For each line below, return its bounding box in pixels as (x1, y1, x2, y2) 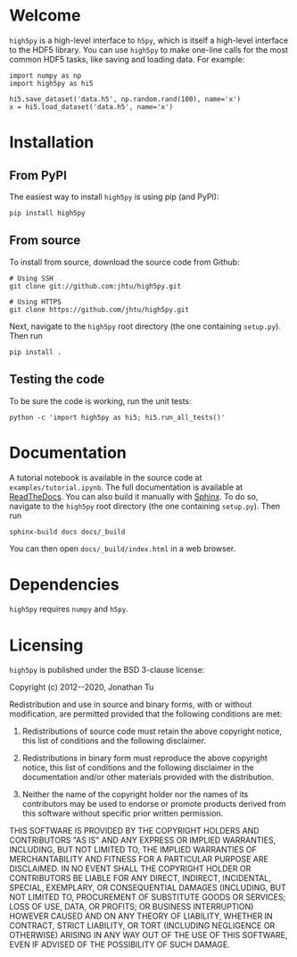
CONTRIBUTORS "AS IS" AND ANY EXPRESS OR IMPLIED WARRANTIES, (9, 835, 276, 845)
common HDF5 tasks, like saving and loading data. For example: (9, 54, 245, 64)
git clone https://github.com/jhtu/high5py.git (9, 305, 190, 314)
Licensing (9, 635, 84, 655)
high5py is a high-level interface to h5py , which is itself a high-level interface (9, 35, 288, 46)
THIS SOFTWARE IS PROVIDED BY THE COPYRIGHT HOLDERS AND (9, 826, 260, 836)
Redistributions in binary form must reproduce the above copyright (21, 752, 268, 764)
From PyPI (9, 167, 67, 183)
